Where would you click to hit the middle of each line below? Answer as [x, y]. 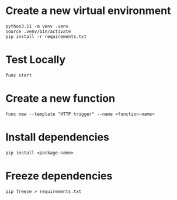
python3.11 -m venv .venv [37, 26]
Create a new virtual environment [88, 11]
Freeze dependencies [59, 176]
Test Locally [36, 60]
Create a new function [60, 99]
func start [19, 75]
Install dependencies [57, 137]
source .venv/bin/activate [38, 31]
